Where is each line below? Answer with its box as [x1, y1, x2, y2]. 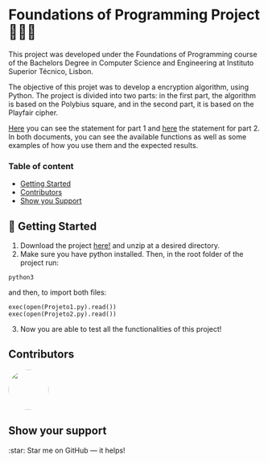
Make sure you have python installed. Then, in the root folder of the [19, 250, 244, 259]
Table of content [8, 160, 74, 172]
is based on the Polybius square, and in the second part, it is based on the [8, 99, 254, 109]
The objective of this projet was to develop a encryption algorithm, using [8, 82, 249, 92]
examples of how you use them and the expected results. [8, 140, 199, 150]
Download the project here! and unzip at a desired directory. [19, 241, 220, 250]
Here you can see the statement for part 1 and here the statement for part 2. [8, 123, 260, 133]
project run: [19, 258, 59, 267]
